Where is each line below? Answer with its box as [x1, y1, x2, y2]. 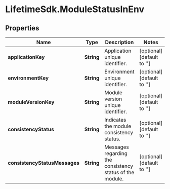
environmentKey [8, 74, 49, 82]
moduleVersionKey [8, 99, 55, 105]
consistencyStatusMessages [8, 160, 80, 166]
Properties [5, 24, 39, 32]
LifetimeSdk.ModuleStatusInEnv [5, 4, 145, 15]
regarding [104, 150, 128, 157]
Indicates [104, 117, 126, 123]
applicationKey [8, 54, 45, 60]
